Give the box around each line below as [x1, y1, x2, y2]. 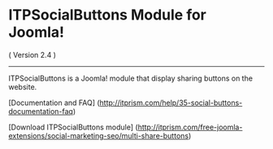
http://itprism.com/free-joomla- [137, 122, 243, 132]
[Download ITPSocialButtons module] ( [8, 122, 138, 132]
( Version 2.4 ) [8, 50, 57, 59]
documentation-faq [8, 106, 73, 116]
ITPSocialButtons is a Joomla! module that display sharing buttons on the [8, 73, 253, 83]
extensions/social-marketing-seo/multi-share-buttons [8, 130, 189, 140]
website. [8, 81, 37, 91]
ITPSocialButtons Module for [8, 6, 207, 24]
